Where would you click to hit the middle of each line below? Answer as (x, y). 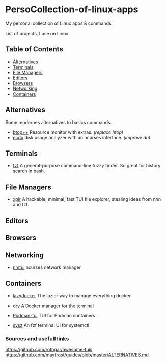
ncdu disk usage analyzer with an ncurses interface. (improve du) (81, 137)
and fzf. (21, 205)
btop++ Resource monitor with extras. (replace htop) (68, 132)
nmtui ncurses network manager (47, 267)
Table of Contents (34, 49)
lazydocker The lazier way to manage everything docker (72, 295)
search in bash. (29, 171)
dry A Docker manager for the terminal (53, 306)
